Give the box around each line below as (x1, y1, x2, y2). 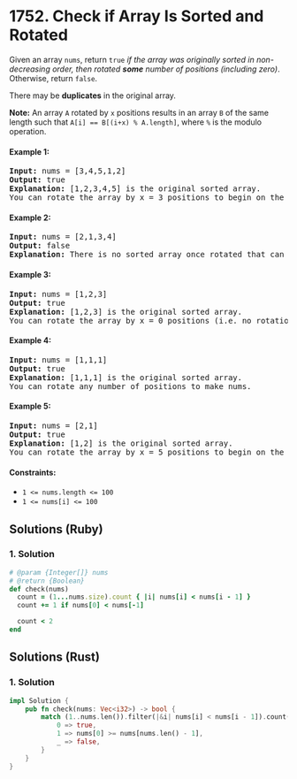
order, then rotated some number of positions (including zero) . (51, 64, 280, 74)
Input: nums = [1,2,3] (9, 289, 108, 299)
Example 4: (9, 335, 51, 346)
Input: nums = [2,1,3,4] (9, 232, 117, 242)
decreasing (9, 64, 50, 74)
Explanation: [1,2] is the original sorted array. (9, 438, 233, 448)
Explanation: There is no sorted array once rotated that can (9, 249, 285, 260)
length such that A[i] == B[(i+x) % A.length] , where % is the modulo (9, 117, 263, 127)
